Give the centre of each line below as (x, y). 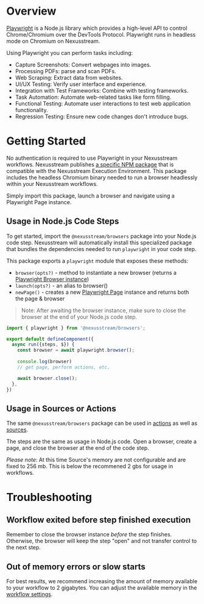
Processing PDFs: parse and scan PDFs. (66, 71)
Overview (31, 11)
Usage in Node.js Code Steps (63, 222)
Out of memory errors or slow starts (76, 567)
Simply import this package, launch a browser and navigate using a (90, 196)
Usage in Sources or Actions (62, 409)
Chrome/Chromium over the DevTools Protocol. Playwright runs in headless (101, 34)
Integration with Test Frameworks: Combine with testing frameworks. (102, 90)
